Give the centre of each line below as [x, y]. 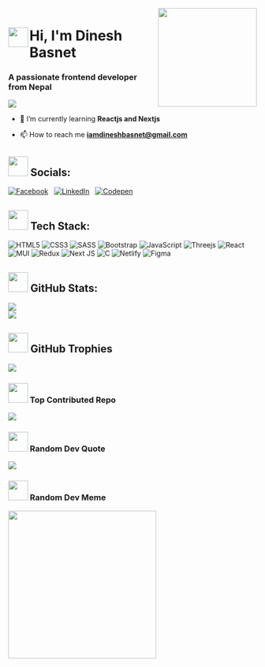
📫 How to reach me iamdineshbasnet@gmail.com [103, 135]
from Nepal [30, 88]
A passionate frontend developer [73, 77]
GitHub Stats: [64, 288]
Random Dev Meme [68, 497]
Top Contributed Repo [73, 400]
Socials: [50, 172]
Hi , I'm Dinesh [76, 36]
